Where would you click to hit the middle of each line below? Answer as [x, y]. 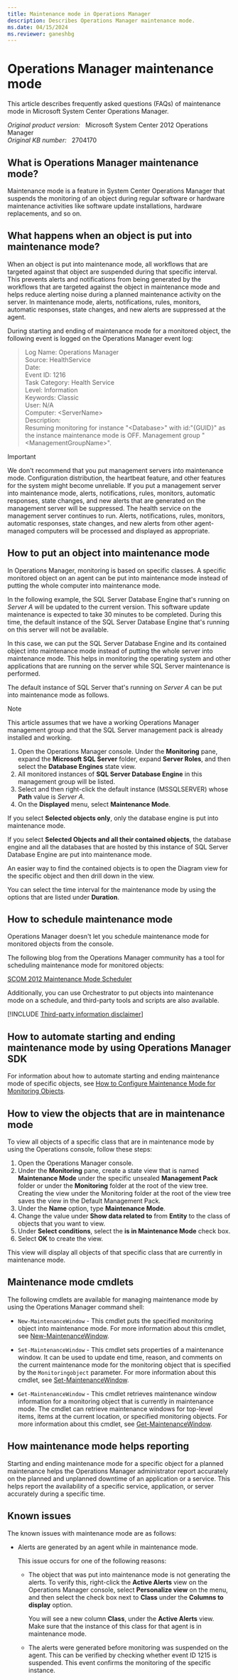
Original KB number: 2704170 [52, 140]
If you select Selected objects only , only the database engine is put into [113, 818]
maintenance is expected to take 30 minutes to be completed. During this [115, 614]
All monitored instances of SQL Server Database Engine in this [110, 774]
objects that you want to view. [61, 1223]
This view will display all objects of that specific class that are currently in [115, 1253]
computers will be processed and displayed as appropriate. [123, 531]
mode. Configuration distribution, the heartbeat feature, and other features [117, 478]
